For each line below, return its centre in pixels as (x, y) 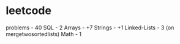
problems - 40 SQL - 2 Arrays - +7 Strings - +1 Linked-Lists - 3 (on (90, 28)
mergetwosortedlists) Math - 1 (44, 34)
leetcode (28, 11)
